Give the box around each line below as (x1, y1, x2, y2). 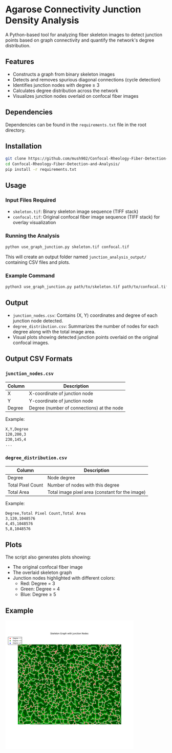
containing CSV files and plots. (5, 259, 71, 265)
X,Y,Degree (5, 427, 29, 432)
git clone (5, 156, 27, 162)
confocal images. (12, 339, 50, 346)
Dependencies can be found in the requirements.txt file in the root (5, 121, 147, 128)
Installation (5, 141, 42, 150)
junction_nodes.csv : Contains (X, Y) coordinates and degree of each (12, 312, 158, 318)
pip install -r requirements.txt (5, 167, 77, 172)
